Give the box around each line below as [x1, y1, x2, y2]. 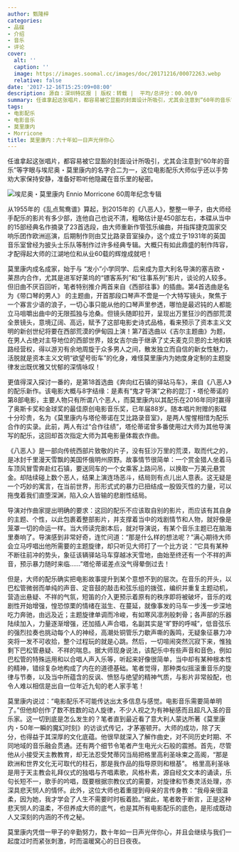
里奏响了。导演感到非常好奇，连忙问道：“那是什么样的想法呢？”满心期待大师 [7, 533, 231, 542]
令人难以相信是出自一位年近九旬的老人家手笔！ [7, 682, 144, 690]
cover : [7, 51, 27, 58]
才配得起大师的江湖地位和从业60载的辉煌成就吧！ [7, 250, 153, 258]
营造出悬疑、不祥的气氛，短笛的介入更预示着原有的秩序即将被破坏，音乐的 [7, 592, 225, 601]
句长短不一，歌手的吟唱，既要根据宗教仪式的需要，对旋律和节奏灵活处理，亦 [7, 777, 232, 786]
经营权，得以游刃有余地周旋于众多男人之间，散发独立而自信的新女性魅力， [13, 345, 232, 354]
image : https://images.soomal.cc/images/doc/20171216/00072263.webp [14, 70, 221, 77]
